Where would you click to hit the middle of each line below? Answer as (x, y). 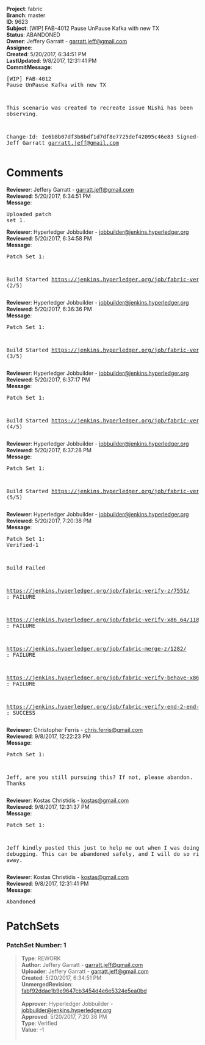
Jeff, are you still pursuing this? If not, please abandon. (100, 777)
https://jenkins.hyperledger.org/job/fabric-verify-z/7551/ (98, 591)
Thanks (16, 783)
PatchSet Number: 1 (36, 946)
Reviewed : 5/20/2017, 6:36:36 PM (49, 309)
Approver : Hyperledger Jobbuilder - (67, 1004)
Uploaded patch (29, 214)
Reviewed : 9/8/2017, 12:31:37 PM (48, 807)
